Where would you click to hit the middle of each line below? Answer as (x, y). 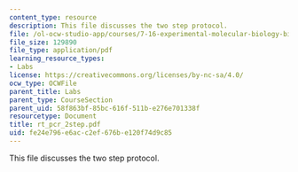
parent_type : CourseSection (61, 100)
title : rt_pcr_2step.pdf (55, 125)
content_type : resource (53, 17)
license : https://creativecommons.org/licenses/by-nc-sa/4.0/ (126, 75)
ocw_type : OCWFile (43, 83)
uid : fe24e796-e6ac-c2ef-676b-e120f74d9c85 (91, 133)
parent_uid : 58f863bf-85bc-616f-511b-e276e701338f (105, 108)
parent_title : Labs (45, 91)
